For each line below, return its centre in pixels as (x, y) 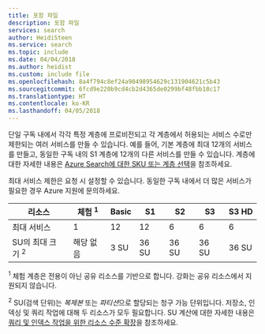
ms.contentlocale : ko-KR (49, 103)
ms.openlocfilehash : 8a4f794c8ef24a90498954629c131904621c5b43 (114, 81)
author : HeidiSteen (40, 38)
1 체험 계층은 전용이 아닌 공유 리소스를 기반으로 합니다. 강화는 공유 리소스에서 (126, 275)
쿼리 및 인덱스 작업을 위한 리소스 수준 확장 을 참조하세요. (93, 322)
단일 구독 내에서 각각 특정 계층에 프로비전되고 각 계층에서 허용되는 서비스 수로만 (130, 134)
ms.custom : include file (49, 74)
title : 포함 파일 (34, 15)
